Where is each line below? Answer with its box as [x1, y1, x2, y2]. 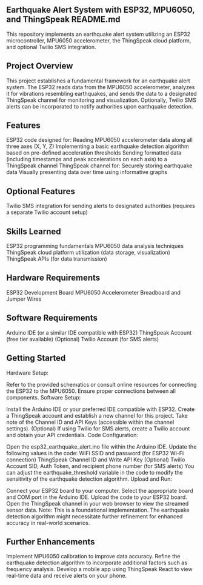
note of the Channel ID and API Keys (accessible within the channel [6, 418, 175, 426]
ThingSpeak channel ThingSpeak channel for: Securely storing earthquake [6, 162, 193, 169]
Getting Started [6, 353, 66, 363]
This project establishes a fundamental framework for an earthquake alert [6, 77, 190, 84]
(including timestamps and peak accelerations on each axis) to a [6, 156, 168, 163]
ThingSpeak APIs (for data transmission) [6, 255, 107, 262]
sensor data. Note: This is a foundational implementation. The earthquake [6, 506, 190, 513]
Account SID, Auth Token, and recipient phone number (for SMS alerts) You [6, 462, 195, 469]
